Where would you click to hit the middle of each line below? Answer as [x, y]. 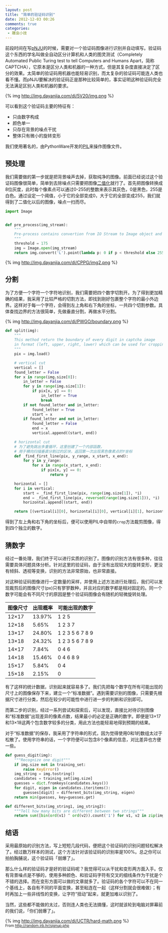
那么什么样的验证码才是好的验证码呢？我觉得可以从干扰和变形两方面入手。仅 [84, 869]
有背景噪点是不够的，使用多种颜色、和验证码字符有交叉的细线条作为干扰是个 [84, 875]
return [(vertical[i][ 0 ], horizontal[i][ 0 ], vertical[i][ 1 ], [79, 512]
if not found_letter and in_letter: [61, 405]
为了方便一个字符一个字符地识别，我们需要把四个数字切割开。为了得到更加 [82, 292]
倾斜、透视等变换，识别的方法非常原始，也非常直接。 [64, 571]
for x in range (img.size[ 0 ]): [46, 377]
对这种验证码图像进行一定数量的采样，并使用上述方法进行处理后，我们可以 [82, 581]
